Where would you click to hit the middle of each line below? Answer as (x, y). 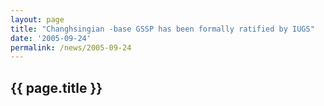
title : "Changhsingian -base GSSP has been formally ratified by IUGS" (162, 29)
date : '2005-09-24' (51, 38)
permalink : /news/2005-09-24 (71, 47)
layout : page (37, 19)
